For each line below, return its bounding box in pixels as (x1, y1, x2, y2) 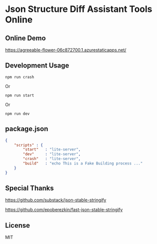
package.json (5, 125, 49, 133)
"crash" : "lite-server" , (23, 157, 81, 162)
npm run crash (5, 75, 35, 80)
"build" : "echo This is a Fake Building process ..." (23, 161, 143, 166)
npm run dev (5, 111, 30, 116)
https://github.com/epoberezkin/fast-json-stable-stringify (5, 207, 123, 213)
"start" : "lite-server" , (23, 147, 81, 152)
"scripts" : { (14, 143, 43, 148)
